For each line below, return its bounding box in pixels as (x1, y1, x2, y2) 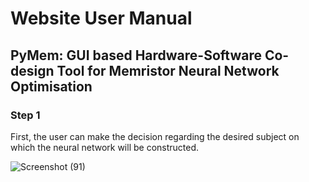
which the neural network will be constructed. (10, 141, 200, 153)
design (10, 62, 55, 79)
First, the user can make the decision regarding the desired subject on (10, 130, 300, 142)
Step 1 (10, 108, 41, 122)
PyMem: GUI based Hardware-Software (10, 47, 262, 64)
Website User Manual (10, 7, 193, 30)
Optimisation (10, 78, 93, 95)
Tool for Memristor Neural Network (56, 62, 280, 79)
